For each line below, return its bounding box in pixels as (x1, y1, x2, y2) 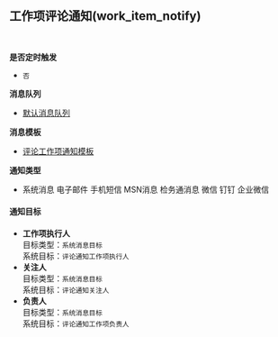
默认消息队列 (22, 107, 70, 118)
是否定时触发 (9, 51, 57, 62)
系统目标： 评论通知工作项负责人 (22, 318, 130, 329)
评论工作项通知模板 (22, 145, 94, 156)
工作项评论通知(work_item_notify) (9, 8, 202, 24)
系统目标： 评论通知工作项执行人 (22, 250, 130, 261)
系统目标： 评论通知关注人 (22, 285, 110, 296)
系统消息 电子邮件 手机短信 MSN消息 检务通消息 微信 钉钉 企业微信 (22, 184, 270, 195)
